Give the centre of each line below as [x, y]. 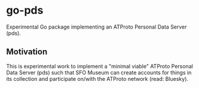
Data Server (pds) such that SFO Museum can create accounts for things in [99, 73]
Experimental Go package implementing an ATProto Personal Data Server [97, 27]
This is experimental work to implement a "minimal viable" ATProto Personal [99, 66]
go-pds [25, 10]
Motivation [27, 52]
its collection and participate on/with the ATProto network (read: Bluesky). [97, 78]
